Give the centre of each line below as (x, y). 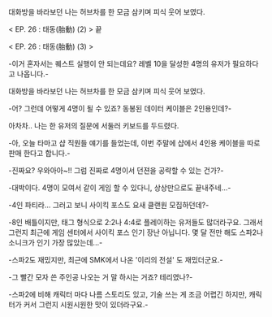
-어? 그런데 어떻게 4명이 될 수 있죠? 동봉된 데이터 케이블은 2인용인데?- (120, 109)
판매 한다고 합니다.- (39, 153)
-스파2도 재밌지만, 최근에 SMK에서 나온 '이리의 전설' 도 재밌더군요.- (116, 260)
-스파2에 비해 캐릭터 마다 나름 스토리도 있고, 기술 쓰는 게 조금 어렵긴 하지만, (128, 294)
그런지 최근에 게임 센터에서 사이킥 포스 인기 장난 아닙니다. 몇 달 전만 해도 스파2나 (136, 232)
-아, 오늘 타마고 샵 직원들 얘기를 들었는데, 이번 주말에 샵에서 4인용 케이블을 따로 (134, 143)
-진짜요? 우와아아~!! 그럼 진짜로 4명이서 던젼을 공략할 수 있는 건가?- (116, 170)
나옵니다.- (32, 74)
